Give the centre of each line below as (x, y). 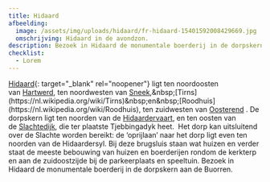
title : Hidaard (34, 16)
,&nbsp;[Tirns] (174, 92)
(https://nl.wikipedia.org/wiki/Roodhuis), (75, 109)
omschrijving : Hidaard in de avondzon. (82, 38)
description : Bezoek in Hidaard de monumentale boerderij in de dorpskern (136, 46)
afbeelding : (28, 23)
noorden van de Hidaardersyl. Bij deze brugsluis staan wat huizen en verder (134, 143)
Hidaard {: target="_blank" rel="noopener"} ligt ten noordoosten (114, 83)
